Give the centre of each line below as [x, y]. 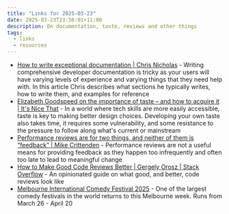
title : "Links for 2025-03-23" [52, 13]
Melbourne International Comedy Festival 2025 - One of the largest [111, 189]
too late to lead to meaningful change [70, 159]
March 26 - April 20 [45, 203]
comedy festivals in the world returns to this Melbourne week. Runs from [120, 196]
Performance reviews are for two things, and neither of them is [105, 138]
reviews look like [40, 181]
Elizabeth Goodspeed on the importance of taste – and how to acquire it [118, 101]
